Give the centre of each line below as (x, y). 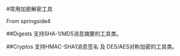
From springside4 (28, 21)
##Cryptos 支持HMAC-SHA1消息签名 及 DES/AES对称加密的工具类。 (92, 47)
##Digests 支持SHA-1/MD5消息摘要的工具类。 (64, 33)
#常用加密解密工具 (30, 9)
